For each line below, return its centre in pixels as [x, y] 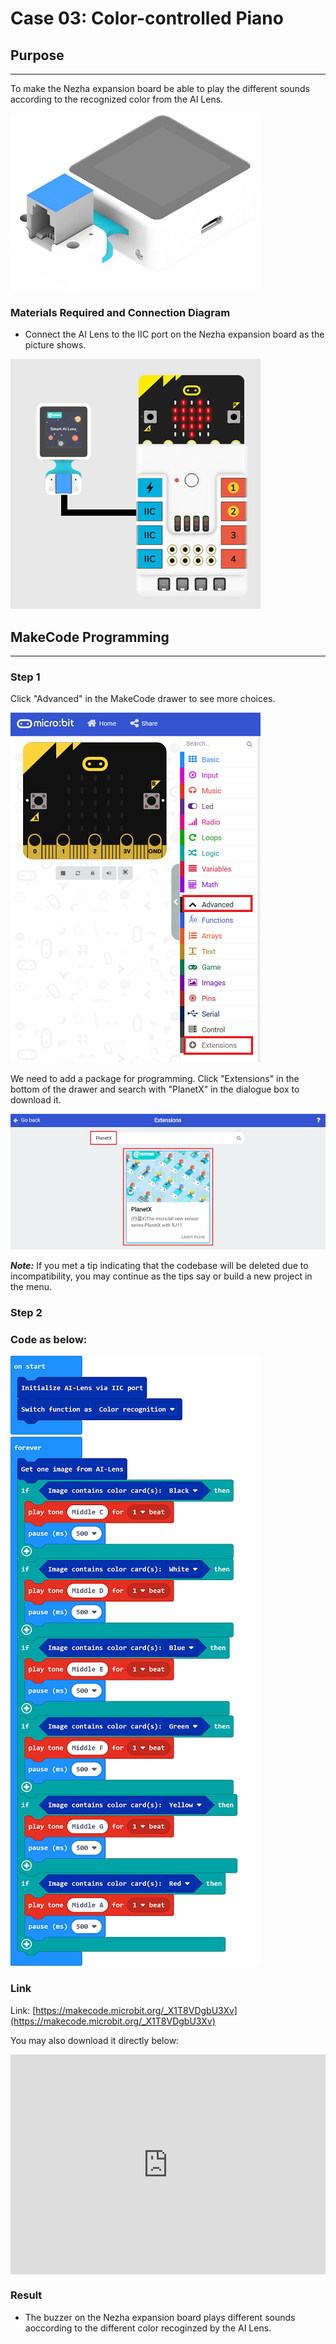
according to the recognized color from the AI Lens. [117, 99]
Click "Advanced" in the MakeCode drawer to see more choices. [143, 699]
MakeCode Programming [90, 637]
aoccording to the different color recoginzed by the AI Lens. [148, 2328]
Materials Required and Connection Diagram [120, 312]
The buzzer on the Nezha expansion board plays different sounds [160, 2317]
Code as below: [49, 1339]
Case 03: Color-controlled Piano [147, 18]
